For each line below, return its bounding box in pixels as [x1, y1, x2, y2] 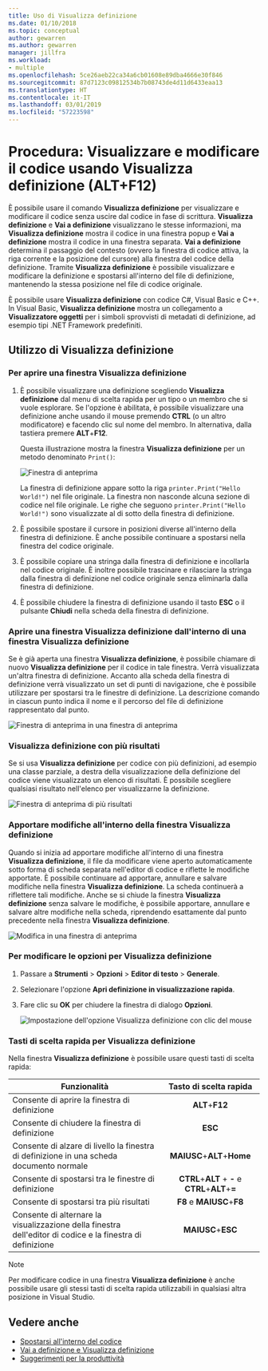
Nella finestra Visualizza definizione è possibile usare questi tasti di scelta [8, 1054, 254, 1063]
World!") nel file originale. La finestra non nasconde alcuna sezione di [19, 491, 250, 501]
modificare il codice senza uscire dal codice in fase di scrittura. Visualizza [8, 211, 254, 221]
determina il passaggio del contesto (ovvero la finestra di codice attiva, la [8, 245, 249, 255]
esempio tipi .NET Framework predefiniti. [8, 320, 143, 330]
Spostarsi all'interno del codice [19, 1336, 122, 1346]
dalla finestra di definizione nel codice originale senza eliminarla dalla [19, 573, 249, 583]
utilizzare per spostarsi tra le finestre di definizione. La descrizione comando [8, 688, 260, 697]
